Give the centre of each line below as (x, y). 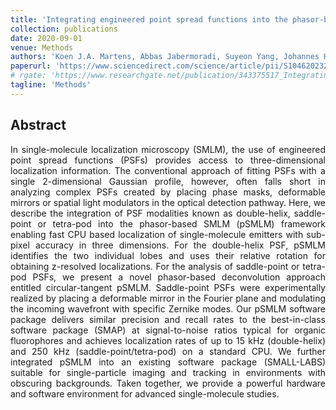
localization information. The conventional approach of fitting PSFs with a (168, 170)
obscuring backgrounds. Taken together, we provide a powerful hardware (168, 383)
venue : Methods (42, 47)
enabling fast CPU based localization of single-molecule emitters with (157, 234)
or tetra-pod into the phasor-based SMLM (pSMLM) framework (181, 223)
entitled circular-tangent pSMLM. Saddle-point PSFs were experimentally (168, 287)
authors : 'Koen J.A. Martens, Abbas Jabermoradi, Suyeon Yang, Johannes (165, 57)
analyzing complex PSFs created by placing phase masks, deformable (168, 192)
